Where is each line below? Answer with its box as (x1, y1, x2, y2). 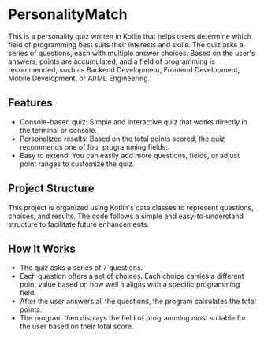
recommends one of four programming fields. (19, 142, 168, 151)
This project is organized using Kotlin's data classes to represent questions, (8, 202, 254, 212)
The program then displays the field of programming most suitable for (19, 313, 247, 323)
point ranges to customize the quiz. (19, 159, 135, 168)
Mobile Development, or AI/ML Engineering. (8, 73, 151, 83)
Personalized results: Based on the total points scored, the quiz (19, 134, 225, 143)
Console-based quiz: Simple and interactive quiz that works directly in (19, 117, 248, 127)
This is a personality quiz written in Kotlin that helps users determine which (8, 31, 252, 41)
